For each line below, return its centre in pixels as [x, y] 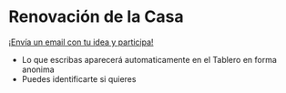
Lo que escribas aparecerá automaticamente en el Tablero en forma [149, 59]
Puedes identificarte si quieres [79, 78]
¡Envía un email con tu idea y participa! [81, 42]
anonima [38, 69]
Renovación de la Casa [96, 17]
